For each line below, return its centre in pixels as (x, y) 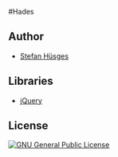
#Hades (21, 12)
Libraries (31, 81)
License (28, 126)
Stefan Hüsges (44, 56)
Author (26, 36)
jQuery (31, 100)
